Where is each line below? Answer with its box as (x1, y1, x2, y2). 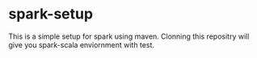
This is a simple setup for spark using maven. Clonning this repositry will (8, 31, 250, 41)
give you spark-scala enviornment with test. (8, 39, 155, 49)
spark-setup (8, 5, 94, 23)
